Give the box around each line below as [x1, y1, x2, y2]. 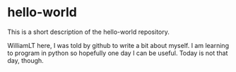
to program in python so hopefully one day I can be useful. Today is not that [7, 49, 228, 57]
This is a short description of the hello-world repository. [7, 28, 170, 36]
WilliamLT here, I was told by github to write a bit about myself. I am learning [7, 41, 230, 49]
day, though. [7, 56, 44, 64]
